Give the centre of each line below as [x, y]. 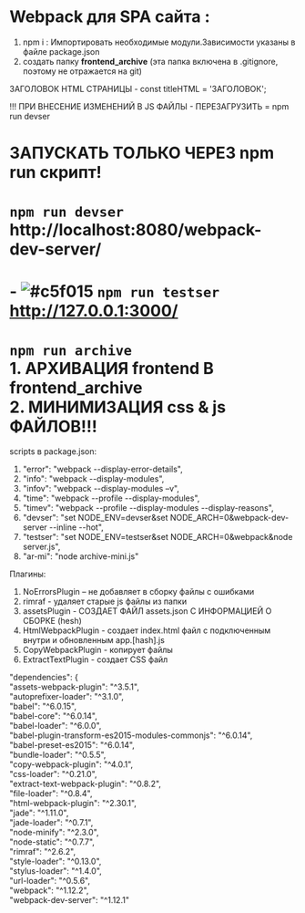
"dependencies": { [44, 678]
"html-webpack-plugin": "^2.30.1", [73, 804]
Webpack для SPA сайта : [110, 17]
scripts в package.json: [53, 451]
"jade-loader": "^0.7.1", [51, 823]
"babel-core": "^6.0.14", [53, 716]
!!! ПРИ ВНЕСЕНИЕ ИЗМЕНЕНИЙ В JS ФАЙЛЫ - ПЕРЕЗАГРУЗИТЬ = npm [149, 106]
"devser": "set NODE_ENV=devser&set [95, 518]
